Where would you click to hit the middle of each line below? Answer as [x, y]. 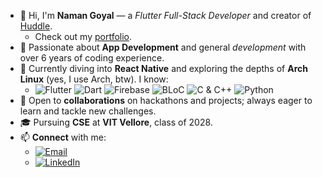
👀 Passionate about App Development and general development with [163, 47]
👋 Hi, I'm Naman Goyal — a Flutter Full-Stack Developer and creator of [165, 15]
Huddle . [36, 26]
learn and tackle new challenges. [88, 111]
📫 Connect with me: [63, 137]
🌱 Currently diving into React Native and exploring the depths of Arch [163, 68]
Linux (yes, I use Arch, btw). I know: [94, 79]
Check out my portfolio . [83, 36]
